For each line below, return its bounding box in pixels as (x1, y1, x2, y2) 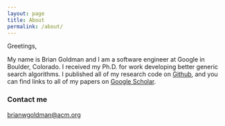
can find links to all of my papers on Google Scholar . (7, 78, 156, 86)
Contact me (7, 95, 48, 105)
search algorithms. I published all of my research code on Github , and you (7, 70, 218, 78)
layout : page (7, 10, 45, 17)
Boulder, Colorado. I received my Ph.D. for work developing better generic (7, 63, 219, 71)
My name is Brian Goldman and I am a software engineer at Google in (7, 55, 206, 64)
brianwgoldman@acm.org (7, 110, 81, 118)
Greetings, (7, 42, 37, 51)
